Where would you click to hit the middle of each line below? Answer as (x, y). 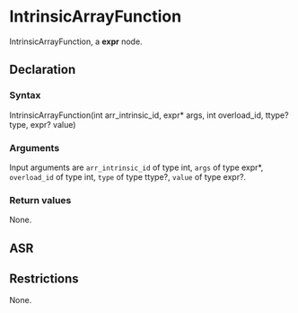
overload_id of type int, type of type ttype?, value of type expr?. (128, 176)
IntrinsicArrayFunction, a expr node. (76, 41)
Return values (40, 200)
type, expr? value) (43, 124)
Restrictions (44, 279)
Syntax (25, 95)
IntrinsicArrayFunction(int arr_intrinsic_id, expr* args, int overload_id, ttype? (149, 115)
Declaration (43, 70)
